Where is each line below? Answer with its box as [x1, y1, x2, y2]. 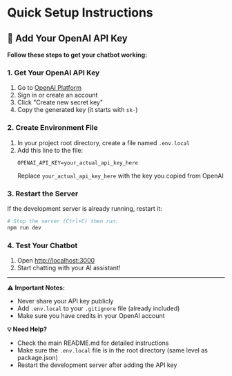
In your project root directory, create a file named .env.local [17, 138, 190, 147]
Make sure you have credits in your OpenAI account [17, 311, 165, 319]
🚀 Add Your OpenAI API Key [7, 32, 128, 44]
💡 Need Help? [7, 325, 47, 333]
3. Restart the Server [7, 189, 79, 198]
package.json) [17, 353, 59, 361]
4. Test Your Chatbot [7, 241, 78, 250]
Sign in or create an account [17, 91, 98, 100]
